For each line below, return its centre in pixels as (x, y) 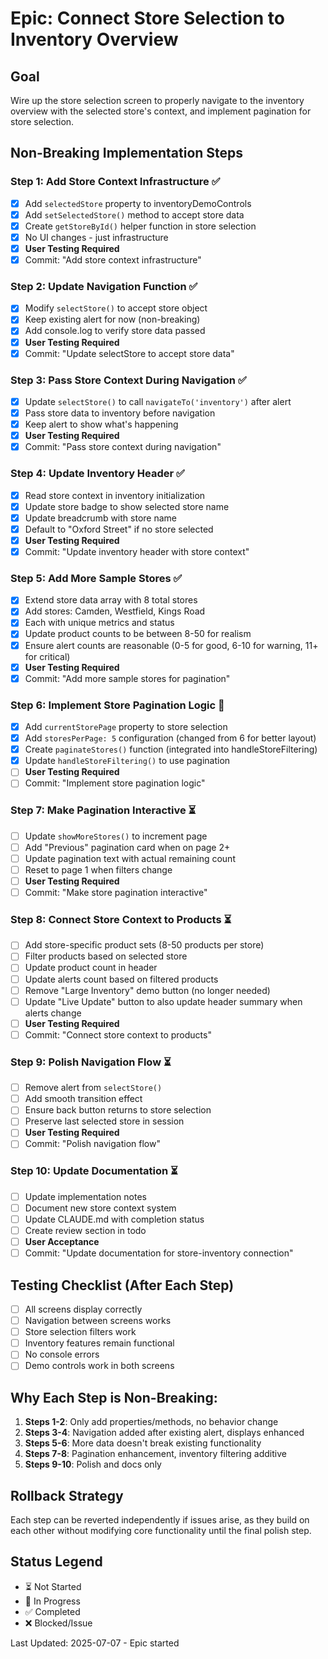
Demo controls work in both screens (99, 1366)
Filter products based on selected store (106, 956)
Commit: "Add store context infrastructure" (113, 260)
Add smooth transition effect (83, 1099)
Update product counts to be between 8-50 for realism (138, 634)
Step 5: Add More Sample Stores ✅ (96, 578)
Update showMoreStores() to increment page (116, 836)
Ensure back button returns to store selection (118, 1110)
